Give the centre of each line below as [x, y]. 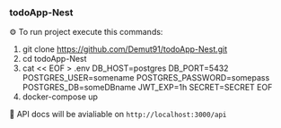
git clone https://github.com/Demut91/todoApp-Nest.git [125, 49]
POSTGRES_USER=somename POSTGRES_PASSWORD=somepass [146, 78]
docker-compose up [60, 97]
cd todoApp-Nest [54, 59]
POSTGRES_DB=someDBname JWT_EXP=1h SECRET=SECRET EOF [147, 88]
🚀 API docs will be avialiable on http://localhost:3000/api [118, 115]
